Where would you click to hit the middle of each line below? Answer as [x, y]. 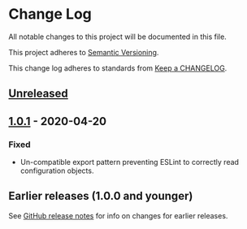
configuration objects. [57, 171]
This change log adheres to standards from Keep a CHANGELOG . [118, 68]
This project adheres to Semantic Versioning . [84, 52]
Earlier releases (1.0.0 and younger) [101, 196]
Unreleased [39, 94]
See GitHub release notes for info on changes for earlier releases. [118, 215]
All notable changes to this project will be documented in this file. [118, 37]
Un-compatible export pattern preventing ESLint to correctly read [130, 162]
